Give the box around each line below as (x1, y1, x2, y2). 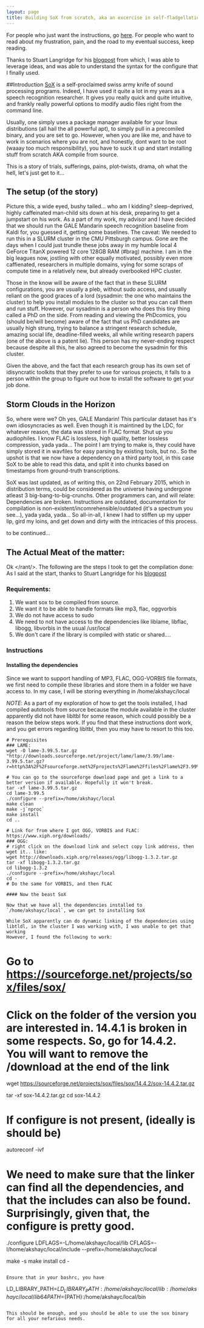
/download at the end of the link (6, 1060, 170, 1074)
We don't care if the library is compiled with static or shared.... (15, 631, 171, 638)
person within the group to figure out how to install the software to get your (6, 375, 194, 382)
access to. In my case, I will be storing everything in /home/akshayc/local (6, 688, 190, 695)
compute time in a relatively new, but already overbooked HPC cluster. (6, 267, 182, 274)
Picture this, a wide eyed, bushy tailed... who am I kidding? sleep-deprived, (6, 203, 194, 210)
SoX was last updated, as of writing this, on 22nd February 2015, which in (6, 479, 190, 486)
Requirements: (6, 585, 51, 593)
